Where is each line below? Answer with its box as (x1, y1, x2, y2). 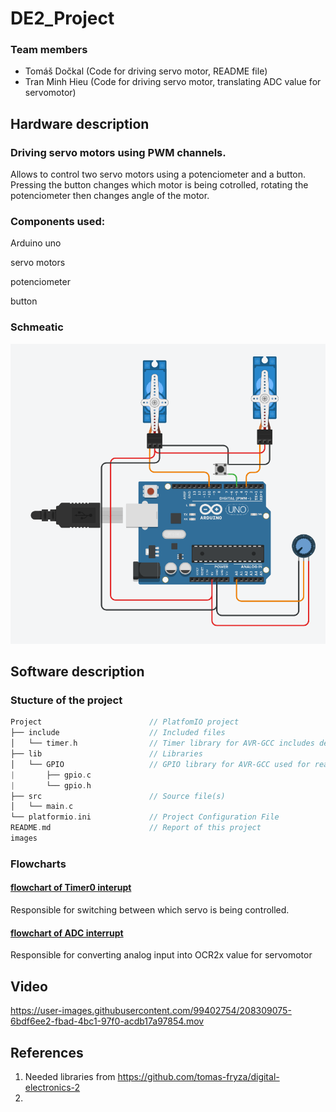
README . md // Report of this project (10, 823, 262, 833)
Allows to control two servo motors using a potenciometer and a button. (10, 168, 307, 181)
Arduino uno (10, 237, 62, 249)
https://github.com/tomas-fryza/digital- (117, 1070, 280, 1082)
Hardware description (10, 115, 150, 132)
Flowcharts (10, 857, 67, 871)
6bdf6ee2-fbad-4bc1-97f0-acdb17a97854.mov (10, 1015, 205, 1027)
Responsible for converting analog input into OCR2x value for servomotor (10, 949, 313, 961)
